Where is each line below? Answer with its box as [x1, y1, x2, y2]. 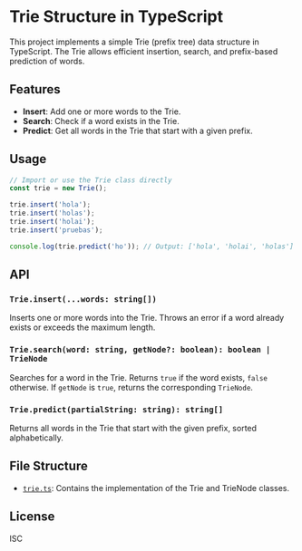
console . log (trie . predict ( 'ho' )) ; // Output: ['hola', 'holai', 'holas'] [9, 242, 295, 251]
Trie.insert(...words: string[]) [9, 295, 157, 304]
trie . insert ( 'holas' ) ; [9, 208, 95, 218]
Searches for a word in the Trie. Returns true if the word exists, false [9, 372, 268, 382]
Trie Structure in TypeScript [9, 6, 224, 27]
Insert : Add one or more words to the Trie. [22, 106, 181, 117]
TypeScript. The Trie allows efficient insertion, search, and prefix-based [9, 45, 278, 56]
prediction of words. [9, 55, 85, 66]
